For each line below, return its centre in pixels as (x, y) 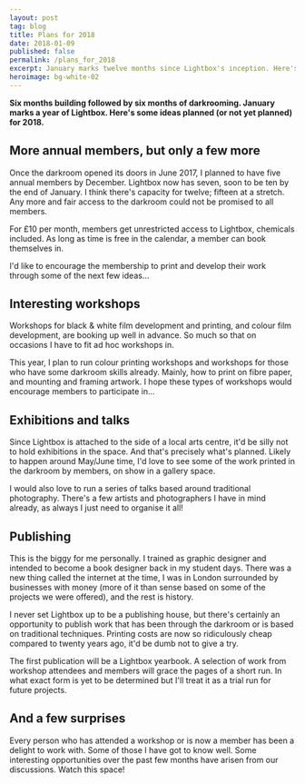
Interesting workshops (75, 304)
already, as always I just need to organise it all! (96, 508)
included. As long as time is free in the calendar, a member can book (138, 238)
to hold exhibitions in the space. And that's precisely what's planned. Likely (150, 452)
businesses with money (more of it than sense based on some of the (138, 587)
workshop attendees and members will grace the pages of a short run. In (146, 670)
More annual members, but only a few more (135, 151)
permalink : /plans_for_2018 (63, 60)
